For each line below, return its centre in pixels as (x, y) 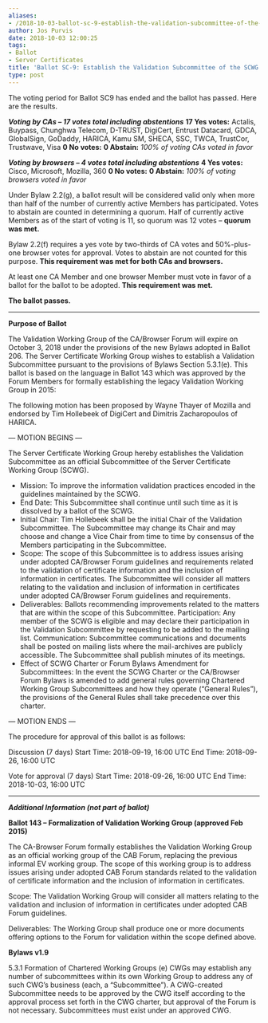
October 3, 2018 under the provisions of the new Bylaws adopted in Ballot (129, 347)
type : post (26, 75)
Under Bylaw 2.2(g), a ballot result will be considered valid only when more (132, 195)
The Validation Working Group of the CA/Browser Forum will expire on (123, 339)
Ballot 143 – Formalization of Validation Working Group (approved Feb (126, 823)
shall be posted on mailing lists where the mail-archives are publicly (131, 646)
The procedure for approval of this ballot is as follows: (97, 736)
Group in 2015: (32, 390)
